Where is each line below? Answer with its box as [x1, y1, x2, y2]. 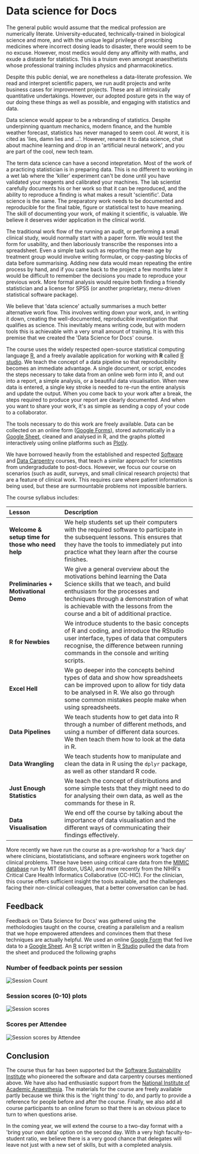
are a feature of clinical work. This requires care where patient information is [6, 476, 193, 483]
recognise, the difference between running [64, 641, 184, 649]
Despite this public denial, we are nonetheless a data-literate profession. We [6, 73, 192, 80]
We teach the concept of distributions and [64, 776, 182, 785]
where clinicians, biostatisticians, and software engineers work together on [6, 852, 190, 860]
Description [64, 508, 98, 516]
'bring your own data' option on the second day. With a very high [6, 1128, 165, 1136]
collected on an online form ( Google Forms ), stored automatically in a [6, 426, 175, 433]
